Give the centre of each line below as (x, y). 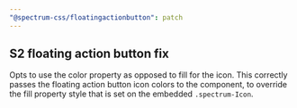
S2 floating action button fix (89, 54)
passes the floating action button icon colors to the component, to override (148, 85)
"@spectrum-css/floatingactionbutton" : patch (96, 17)
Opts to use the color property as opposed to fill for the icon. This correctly (148, 75)
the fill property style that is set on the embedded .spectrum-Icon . (131, 94)
